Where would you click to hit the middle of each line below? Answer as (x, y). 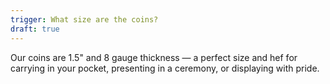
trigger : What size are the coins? (84, 19)
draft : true (35, 29)
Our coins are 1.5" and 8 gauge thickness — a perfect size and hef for (154, 57)
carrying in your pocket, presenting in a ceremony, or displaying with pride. (165, 68)
